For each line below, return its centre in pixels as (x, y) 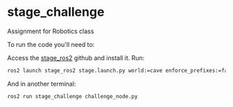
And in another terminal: (42, 84)
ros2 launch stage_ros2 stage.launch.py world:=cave (85, 70)
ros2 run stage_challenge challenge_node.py (72, 96)
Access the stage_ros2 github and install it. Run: (76, 58)
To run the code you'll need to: (51, 44)
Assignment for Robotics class (51, 31)
